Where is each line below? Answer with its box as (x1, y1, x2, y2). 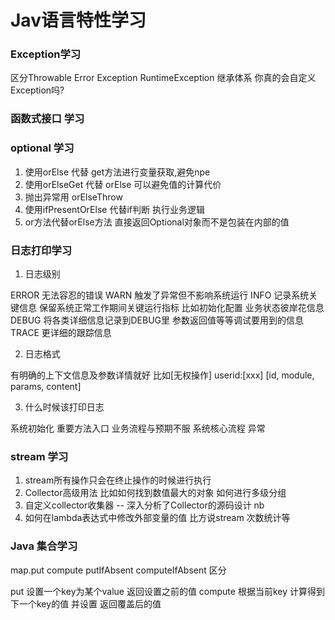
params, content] (10, 381, 82, 392)
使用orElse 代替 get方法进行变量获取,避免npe (24, 166, 211, 178)
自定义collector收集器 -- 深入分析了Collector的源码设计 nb (24, 499, 265, 511)
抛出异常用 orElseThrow (24, 191, 123, 203)
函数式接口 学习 (10, 112, 85, 126)
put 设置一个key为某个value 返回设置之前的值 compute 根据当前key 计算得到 (10, 585, 325, 597)
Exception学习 (10, 47, 82, 61)
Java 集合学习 (10, 539, 78, 553)
